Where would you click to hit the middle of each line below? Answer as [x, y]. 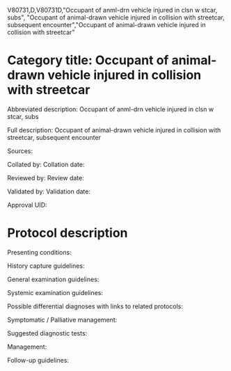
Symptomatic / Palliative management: [62, 319]
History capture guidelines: [46, 266]
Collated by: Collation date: [46, 164]
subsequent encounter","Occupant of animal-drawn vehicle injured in [106, 25]
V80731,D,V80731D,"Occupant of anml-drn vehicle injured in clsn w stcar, [112, 10]
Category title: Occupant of [88, 60]
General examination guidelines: [53, 279]
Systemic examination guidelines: [55, 292]
